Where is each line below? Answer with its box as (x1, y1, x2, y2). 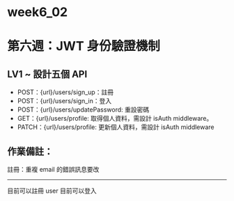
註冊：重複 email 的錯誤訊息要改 (7, 165, 100, 173)
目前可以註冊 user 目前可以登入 (7, 186, 97, 195)
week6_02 (7, 4, 68, 20)
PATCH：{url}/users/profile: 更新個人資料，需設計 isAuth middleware (17, 123, 214, 131)
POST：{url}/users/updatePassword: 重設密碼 (17, 105, 150, 114)
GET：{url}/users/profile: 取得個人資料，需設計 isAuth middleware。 (17, 114, 213, 123)
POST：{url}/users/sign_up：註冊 (17, 88, 114, 96)
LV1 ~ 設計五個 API (7, 68, 88, 80)
